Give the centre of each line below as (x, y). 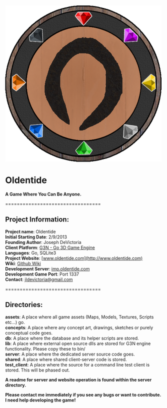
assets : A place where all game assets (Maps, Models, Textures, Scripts (79, 317)
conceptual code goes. (29, 332)
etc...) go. (15, 322)
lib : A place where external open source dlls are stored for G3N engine (78, 343)
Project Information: (37, 220)
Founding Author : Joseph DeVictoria (43, 242)
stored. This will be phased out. (37, 370)
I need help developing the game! (40, 400)
